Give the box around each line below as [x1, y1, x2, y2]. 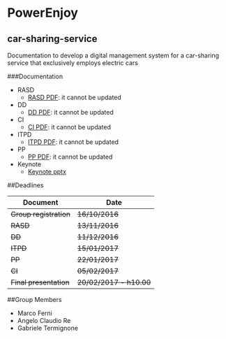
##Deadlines [7, 181, 44, 189]
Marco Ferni [17, 309, 52, 317]
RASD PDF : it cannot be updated [27, 93, 122, 101]
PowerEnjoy [7, 5, 79, 21]
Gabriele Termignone [17, 324, 79, 332]
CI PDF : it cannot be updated [27, 123, 112, 131]
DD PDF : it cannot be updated [27, 108, 114, 116]
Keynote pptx [27, 168, 66, 175]
